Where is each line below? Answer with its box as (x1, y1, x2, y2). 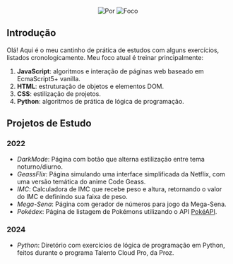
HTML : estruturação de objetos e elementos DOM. (16, 82, 165, 90)
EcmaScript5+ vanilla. (16, 74, 80, 83)
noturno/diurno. (16, 162, 63, 171)
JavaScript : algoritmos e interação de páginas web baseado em (16, 67, 204, 76)
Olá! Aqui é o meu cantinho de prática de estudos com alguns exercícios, (6, 46, 220, 54)
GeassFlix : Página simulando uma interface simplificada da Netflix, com (16, 169, 225, 178)
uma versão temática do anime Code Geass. (16, 177, 146, 186)
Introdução (6, 27, 56, 39)
